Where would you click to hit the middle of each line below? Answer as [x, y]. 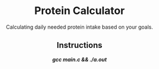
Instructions [79, 45]
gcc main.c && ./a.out [79, 59]
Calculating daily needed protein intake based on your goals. [79, 27]
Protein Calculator [79, 11]
